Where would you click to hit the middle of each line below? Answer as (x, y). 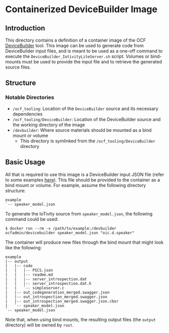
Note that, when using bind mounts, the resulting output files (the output (80, 319)
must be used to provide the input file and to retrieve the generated (92, 62)
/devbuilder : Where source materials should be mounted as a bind (82, 130)
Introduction (25, 28)
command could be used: (32, 219)
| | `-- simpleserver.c (35, 288)
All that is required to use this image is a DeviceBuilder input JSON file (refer (85, 174)
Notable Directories (30, 97)
